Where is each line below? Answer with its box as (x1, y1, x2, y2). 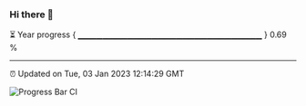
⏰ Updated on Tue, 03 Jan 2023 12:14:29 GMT (9, 68, 185, 80)
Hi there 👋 (9, 8, 55, 21)
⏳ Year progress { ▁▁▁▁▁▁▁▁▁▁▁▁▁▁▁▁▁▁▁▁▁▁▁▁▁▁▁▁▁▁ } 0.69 (9, 29, 287, 40)
